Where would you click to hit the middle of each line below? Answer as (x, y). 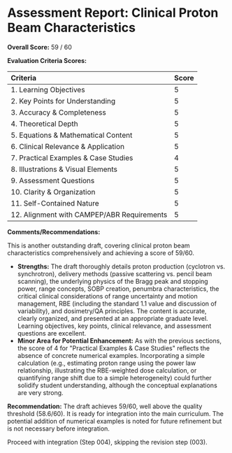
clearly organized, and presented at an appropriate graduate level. (113, 318)
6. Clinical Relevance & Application (68, 146)
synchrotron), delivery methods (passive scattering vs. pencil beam (115, 273)
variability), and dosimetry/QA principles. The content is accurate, (112, 311)
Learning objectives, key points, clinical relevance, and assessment (114, 326)
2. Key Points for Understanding (63, 101)
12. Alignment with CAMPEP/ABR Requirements (89, 215)
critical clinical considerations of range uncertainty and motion (107, 296)
